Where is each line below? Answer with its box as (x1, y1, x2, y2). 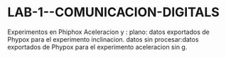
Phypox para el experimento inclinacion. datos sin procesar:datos (7, 35, 199, 43)
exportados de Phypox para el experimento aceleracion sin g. (7, 42, 188, 51)
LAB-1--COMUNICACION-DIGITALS (7, 4, 220, 21)
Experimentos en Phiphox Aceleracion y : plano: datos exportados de (7, 28, 210, 36)
